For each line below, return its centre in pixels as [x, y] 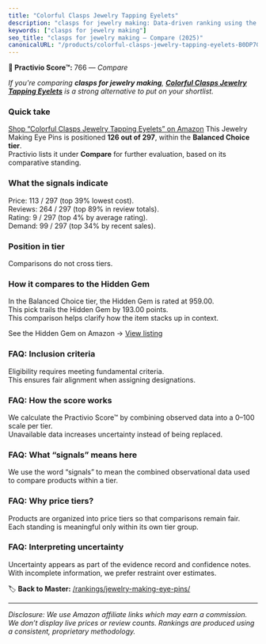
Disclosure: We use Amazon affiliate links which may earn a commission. [128, 614]
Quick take [29, 112]
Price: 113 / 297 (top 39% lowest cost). [71, 200]
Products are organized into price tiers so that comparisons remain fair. [124, 518]
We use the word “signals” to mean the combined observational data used [129, 472]
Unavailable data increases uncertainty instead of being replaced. [116, 434]
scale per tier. [30, 425]
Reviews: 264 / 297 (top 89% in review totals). [84, 209]
